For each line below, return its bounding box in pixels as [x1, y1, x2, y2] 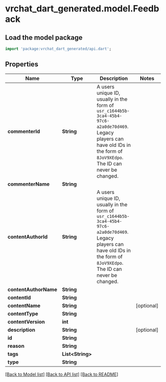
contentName [7, 302, 41, 309]
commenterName [7, 181, 50, 188]
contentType [7, 310, 39, 317]
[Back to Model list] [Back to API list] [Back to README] [5, 371, 119, 377]
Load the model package [5, 33, 83, 42]
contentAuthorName [7, 286, 58, 293]
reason [7, 342, 25, 349]
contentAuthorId [7, 233, 48, 240]
